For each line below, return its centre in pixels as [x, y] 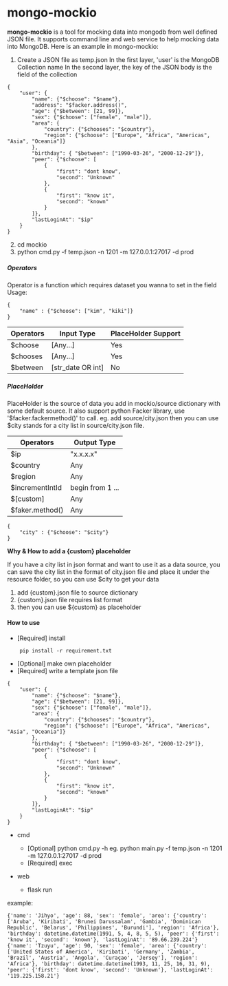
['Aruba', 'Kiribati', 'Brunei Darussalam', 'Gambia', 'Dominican [104, 922]
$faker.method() [37, 510]
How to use [23, 623]
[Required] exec [50, 863]
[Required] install [41, 638]
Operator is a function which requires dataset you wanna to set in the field [112, 285]
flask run [40, 890]
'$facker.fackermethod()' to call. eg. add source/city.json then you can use [113, 418]
